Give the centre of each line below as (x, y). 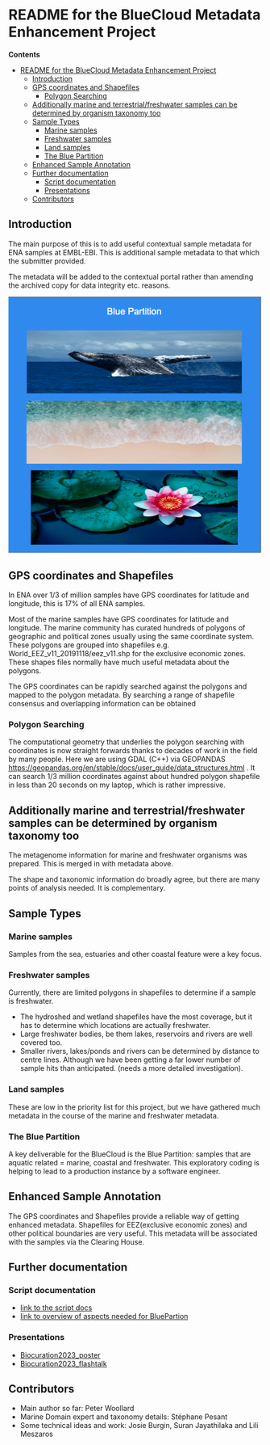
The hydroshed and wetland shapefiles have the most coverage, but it (136, 1017)
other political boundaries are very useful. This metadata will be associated (133, 1233)
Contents (24, 54)
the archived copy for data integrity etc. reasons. (89, 285)
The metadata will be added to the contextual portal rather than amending (131, 276)
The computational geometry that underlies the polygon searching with (126, 742)
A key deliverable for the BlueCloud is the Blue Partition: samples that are (130, 1154)
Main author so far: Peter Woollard (77, 1409)
